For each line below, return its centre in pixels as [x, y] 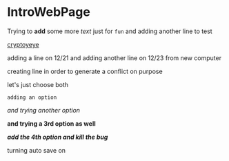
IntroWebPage [49, 12]
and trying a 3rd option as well [51, 123]
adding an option [32, 97]
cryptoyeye [23, 44]
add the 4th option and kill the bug [58, 137]
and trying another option [44, 110]
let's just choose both [38, 84]
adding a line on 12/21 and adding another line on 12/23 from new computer [114, 58]
